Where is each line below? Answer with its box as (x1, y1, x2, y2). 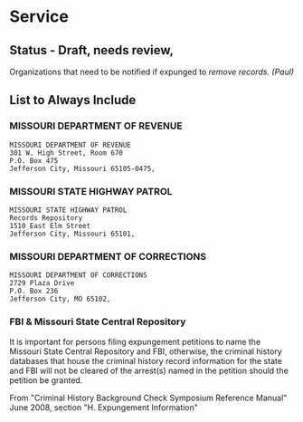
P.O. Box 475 (9, 156, 59, 165)
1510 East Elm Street (9, 221, 91, 230)
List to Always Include (9, 92, 137, 108)
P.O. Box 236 (9, 287, 59, 296)
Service (9, 6, 70, 27)
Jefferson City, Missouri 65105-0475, (9, 164, 156, 173)
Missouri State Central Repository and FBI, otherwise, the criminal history (9, 346, 282, 357)
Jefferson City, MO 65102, (9, 294, 111, 304)
